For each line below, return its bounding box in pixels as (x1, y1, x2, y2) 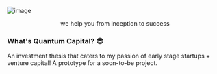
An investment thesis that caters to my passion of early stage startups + (7, 52, 211, 60)
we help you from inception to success (60, 20, 170, 27)
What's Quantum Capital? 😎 (7, 36, 104, 45)
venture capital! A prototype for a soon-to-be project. (7, 59, 157, 67)
